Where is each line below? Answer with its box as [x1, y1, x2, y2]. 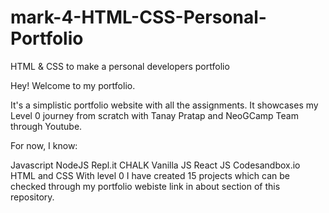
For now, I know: [10, 139, 78, 151]
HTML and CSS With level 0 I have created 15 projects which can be [10, 169, 291, 181]
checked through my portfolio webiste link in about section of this [10, 180, 281, 192]
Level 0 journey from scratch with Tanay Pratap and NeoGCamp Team [10, 109, 299, 121]
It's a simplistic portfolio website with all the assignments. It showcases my [10, 99, 319, 111]
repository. [10, 191, 55, 203]
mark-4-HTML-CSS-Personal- [10, 6, 267, 29]
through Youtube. [10, 120, 83, 132]
